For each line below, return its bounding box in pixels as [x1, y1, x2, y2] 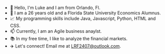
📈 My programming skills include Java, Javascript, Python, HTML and [10, 15, 156, 21]
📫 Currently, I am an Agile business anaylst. [10, 28, 102, 34]
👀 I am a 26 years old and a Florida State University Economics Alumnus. [10, 10, 161, 16]
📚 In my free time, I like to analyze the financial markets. [10, 36, 128, 42]
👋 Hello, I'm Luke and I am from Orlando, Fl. [10, 5, 101, 10]
